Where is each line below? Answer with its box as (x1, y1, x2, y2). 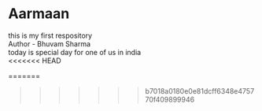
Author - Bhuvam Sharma (8, 39, 91, 48)
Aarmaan (8, 5, 70, 23)
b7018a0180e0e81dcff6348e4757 (145, 86, 255, 95)
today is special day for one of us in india (8, 47, 142, 57)
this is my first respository (8, 31, 93, 40)
